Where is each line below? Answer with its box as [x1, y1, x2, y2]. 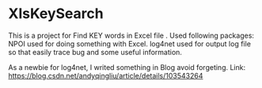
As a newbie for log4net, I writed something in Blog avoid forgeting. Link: [8, 62, 246, 71]
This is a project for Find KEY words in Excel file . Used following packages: [8, 31, 255, 40]
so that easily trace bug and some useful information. [8, 47, 182, 57]
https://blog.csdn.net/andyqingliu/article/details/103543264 [8, 71, 203, 80]
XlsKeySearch [8, 5, 104, 23]
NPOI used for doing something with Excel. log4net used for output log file [8, 38, 252, 48]
